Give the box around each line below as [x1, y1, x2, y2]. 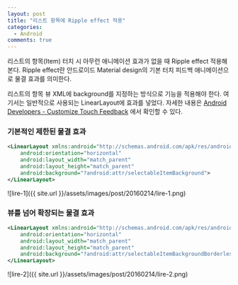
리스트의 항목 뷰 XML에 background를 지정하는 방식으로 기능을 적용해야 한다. [7, 90, 222, 98]
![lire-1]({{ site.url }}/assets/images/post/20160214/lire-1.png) [7, 189, 186, 197]
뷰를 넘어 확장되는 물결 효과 [7, 208, 95, 218]
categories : [7, 23, 42, 30]
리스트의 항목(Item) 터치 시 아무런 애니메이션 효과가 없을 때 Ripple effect [7, 57, 209, 66]
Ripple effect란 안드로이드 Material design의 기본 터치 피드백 [22, 66, 193, 74]
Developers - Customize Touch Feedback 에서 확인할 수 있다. [7, 107, 183, 116]
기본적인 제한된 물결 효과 [7, 127, 86, 136]
